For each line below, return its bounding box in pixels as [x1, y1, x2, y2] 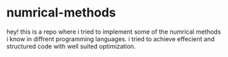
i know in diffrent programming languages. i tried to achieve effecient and [6, 34, 215, 43]
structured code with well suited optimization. [6, 42, 136, 50]
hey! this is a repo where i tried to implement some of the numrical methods [6, 27, 221, 36]
